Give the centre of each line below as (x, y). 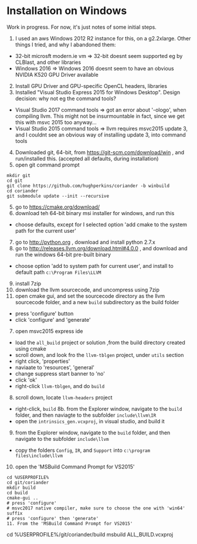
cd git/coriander (28, 482)
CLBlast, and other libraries (48, 62)
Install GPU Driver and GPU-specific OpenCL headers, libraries (91, 86)
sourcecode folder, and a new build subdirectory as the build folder (97, 302)
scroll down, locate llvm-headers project (64, 397)
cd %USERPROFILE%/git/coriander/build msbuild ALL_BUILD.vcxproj (90, 534)
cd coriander (23, 191)
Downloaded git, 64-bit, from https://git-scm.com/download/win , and (100, 152)
